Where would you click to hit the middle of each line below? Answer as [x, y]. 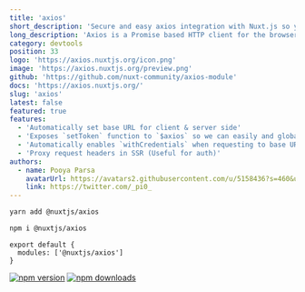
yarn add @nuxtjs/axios [54, 212]
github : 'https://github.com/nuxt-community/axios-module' [123, 77]
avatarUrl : [46, 178]
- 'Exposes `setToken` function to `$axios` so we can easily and [146, 136]
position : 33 [34, 52]
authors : [26, 161]
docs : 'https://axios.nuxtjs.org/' [77, 86]
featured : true [38, 111]
